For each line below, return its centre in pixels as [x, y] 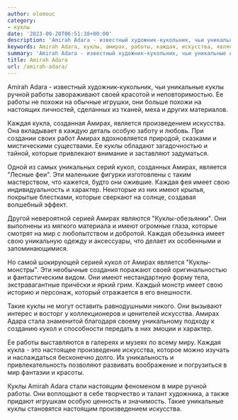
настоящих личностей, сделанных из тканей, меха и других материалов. [118, 109]
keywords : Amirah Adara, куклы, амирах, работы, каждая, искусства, [110, 47]
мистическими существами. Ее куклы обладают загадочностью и [107, 145]
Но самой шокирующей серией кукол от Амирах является [96, 262]
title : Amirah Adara [38, 60]
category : [22, 21]
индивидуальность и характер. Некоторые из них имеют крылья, [106, 189]
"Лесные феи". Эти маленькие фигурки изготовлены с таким [99, 174]
